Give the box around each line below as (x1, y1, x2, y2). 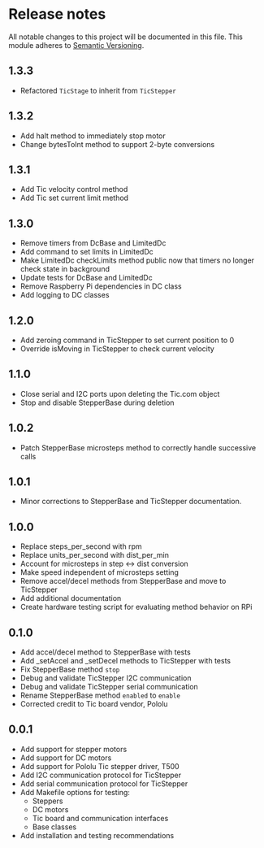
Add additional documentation (19, 594, 122, 603)
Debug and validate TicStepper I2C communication (19, 673, 192, 683)
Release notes (8, 5, 106, 24)
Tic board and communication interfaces (32, 813, 169, 823)
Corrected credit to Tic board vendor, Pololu (19, 699, 168, 709)
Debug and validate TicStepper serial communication (19, 682, 199, 692)
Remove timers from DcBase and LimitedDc (19, 238, 167, 248)
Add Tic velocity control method (19, 185, 128, 194)
